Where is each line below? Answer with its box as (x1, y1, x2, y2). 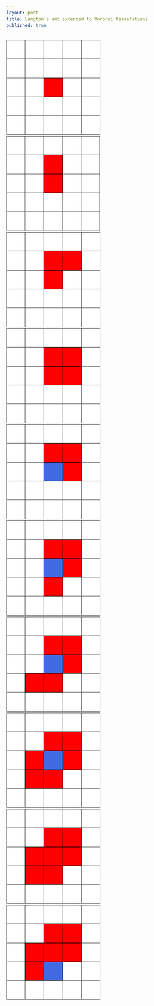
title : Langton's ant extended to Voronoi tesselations (6, 16, 148, 22)
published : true (6, 22, 47, 28)
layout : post (6, 10, 39, 16)
